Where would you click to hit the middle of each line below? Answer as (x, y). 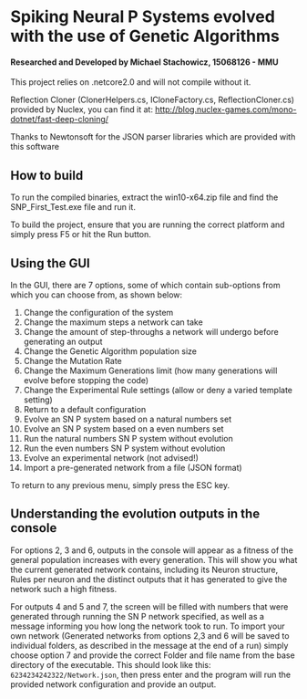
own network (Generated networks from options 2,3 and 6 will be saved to (150, 635)
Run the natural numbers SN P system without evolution (128, 439)
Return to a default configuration (85, 410)
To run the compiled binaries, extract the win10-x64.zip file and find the (144, 197)
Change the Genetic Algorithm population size (110, 351)
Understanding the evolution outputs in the (135, 514)
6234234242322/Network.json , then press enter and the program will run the (150, 674)
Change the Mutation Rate (72, 361)
